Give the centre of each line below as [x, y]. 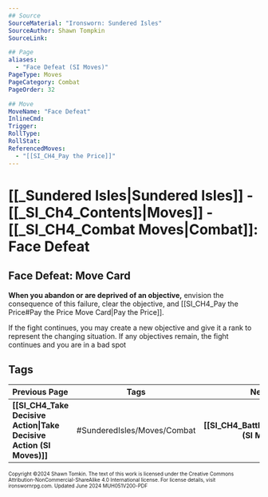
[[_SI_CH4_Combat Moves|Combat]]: [133, 229]
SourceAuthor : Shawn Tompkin [57, 30]
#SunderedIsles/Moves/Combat [136, 431]
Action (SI [32, 446]
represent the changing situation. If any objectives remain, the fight [118, 336]
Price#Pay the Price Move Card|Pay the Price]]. [87, 312]
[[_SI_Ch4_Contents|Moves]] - [111, 212]
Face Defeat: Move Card [69, 276]
